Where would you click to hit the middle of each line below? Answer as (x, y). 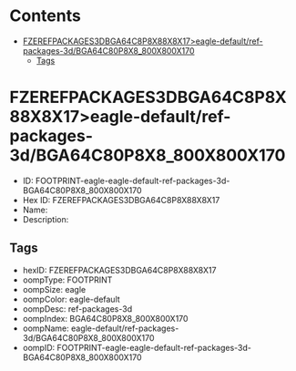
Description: (46, 219)
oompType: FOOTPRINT (67, 280)
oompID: (39, 347)
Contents (46, 16)
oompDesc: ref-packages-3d (77, 309)
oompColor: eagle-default (71, 299)
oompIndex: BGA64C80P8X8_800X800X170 (105, 318)
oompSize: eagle (54, 289)
